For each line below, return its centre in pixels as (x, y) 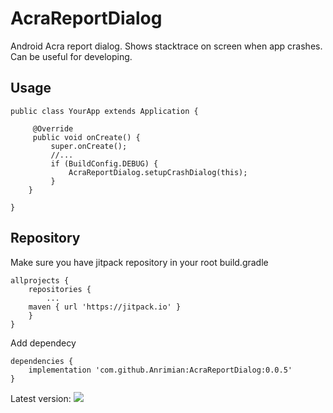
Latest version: (41, 398)
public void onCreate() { (86, 137)
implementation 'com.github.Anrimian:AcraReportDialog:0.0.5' (160, 370)
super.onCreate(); (89, 146)
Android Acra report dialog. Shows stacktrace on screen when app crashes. (166, 46)
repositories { (60, 289)
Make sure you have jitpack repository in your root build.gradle (139, 262)
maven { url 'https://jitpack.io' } (105, 307)
